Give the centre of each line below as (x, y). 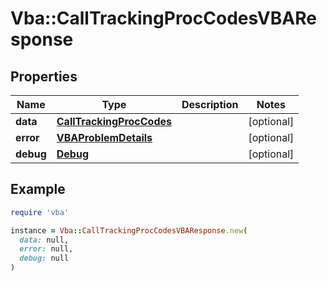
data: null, (44, 240)
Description (210, 104)
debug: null (44, 258)
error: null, (46, 249)
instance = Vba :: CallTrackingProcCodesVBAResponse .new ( (129, 230)
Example (38, 189)
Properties (44, 76)
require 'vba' (40, 212)
